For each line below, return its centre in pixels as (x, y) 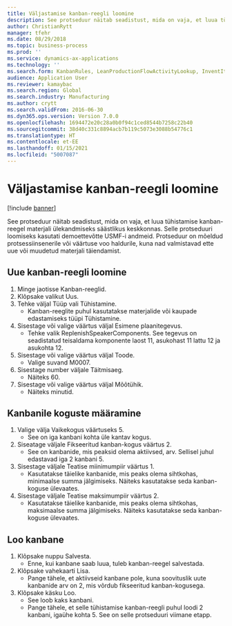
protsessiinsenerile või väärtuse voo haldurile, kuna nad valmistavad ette (110, 243)
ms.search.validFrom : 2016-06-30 (55, 110)
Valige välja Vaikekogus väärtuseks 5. (70, 430)
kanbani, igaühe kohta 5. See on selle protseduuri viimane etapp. (119, 615)
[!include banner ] (32, 208)
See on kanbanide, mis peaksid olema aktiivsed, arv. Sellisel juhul (120, 452)
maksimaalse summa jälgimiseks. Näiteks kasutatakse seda (112, 511)
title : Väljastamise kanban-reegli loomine (71, 13)
